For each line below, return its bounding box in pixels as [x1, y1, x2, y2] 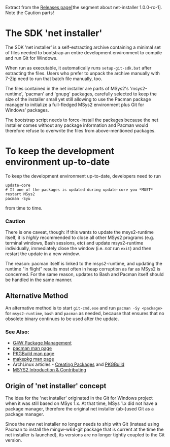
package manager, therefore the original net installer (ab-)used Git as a [5, 406, 154, 412]
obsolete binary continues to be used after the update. [5, 316, 119, 322]
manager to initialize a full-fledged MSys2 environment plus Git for [5, 101, 145, 108]
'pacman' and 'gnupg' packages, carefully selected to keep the [24, 91, 157, 97]
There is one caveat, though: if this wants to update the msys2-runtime [5, 229, 154, 235]
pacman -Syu [5, 196, 30, 201]
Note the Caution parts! [5, 10, 54, 16]
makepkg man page [12, 356, 54, 362]
